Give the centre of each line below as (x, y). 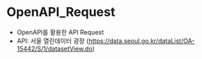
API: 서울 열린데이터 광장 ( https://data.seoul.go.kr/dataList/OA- (106, 41)
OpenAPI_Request (61, 12)
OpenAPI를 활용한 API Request (60, 32)
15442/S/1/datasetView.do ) (56, 49)
